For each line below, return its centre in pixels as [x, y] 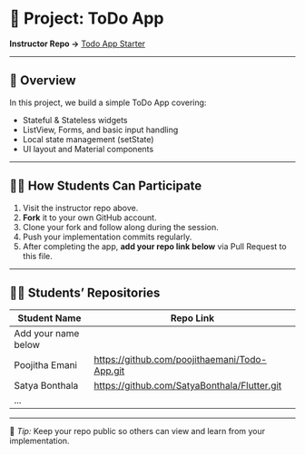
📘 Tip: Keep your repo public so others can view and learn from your [138, 431]
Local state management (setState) [88, 139]
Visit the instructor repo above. [80, 208]
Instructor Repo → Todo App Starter [78, 44]
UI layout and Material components [88, 149]
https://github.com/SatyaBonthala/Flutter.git [188, 386]
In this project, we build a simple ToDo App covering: [108, 102]
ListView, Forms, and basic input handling [100, 130]
